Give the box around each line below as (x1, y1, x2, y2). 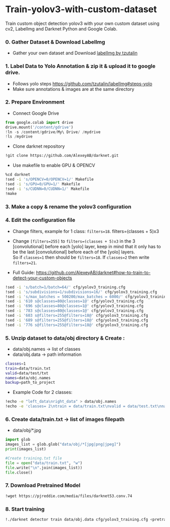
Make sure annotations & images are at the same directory (12, 86, 135, 92)
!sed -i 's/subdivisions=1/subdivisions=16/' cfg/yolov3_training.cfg (5, 289, 157, 294)
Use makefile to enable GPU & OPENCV (12, 162, 95, 169)
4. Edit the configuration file (5, 217, 75, 224)
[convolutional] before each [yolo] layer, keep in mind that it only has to (12, 243, 161, 249)
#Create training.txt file (5, 456, 62, 461)
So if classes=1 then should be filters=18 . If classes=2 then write (12, 254, 150, 260)
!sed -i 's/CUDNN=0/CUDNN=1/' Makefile (5, 186, 90, 191)
